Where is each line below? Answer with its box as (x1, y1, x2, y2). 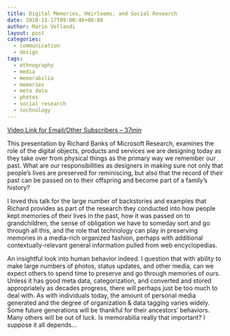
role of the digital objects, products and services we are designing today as (7, 146, 222, 154)
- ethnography (13, 62, 54, 69)
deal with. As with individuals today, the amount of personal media (7, 291, 196, 299)
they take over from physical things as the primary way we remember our (7, 154, 216, 162)
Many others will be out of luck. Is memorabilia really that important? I (7, 313, 205, 321)
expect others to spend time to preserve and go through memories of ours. (7, 269, 221, 277)
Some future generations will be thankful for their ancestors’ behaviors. (7, 306, 210, 314)
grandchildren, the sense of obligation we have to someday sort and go (7, 219, 211, 227)
